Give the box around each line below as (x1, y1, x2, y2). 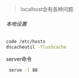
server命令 (6, 55, 32, 62)
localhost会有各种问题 (20, 6, 74, 12)
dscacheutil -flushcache (6, 44, 67, 50)
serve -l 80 (8, 67, 38, 73)
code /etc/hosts (6, 39, 46, 45)
